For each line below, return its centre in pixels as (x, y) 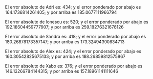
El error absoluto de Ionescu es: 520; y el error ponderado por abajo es (77, 22)
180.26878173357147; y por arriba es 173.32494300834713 (65, 42)
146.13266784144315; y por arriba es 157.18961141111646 (62, 71)
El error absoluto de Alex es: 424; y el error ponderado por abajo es (73, 51)
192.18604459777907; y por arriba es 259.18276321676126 (64, 27)
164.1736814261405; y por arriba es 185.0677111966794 (61, 12)
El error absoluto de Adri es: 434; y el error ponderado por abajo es (73, 7)
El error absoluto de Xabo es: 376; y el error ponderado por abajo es (74, 66)
